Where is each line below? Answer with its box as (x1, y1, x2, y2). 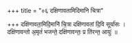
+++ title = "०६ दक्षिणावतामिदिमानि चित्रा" (7, 7, 104, 14)
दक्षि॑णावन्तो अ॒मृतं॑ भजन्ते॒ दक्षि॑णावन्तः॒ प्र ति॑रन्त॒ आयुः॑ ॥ (7, 28, 118, 35)
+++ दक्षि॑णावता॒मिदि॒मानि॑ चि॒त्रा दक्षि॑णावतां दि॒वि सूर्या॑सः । (7, 20, 126, 28)
